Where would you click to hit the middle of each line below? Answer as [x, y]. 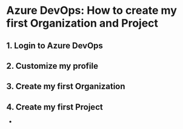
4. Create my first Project [55, 107]
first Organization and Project [82, 23]
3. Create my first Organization [66, 87]
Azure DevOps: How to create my [92, 11]
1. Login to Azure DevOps [55, 46]
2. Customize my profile [52, 66]
